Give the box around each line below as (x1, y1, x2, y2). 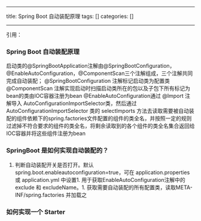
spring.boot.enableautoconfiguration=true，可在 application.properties (14, 169, 190, 176)
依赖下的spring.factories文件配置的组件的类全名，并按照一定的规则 (26, 115, 192, 122)
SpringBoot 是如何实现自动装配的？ (6, 147, 109, 155)
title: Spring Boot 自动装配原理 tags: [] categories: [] (6, 13, 134, 20)
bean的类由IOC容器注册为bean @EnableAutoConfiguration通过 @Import (6, 92, 184, 100)
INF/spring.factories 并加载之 (14, 191, 87, 198)
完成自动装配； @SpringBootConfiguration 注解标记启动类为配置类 (6, 77, 170, 85)
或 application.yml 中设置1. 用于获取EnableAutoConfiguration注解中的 (14, 176, 185, 183)
